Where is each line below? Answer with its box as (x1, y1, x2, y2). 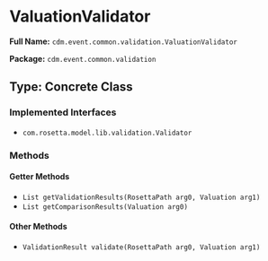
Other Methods (9, 222, 67, 232)
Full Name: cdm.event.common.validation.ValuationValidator (9, 36, 238, 47)
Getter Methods (9, 171, 70, 182)
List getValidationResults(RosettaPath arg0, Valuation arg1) (22, 193, 261, 202)
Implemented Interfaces (9, 106, 117, 118)
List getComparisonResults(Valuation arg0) (22, 202, 189, 212)
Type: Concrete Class (9, 79, 133, 95)
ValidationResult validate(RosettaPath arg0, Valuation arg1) (22, 242, 261, 252)
